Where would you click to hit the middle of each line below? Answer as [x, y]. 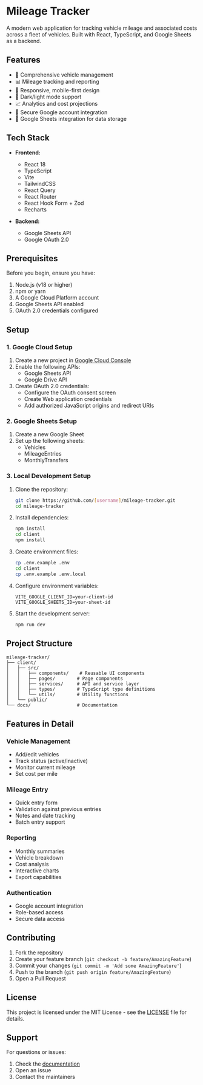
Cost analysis [32, 864]
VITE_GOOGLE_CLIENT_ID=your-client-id [64, 597]
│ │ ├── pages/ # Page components [65, 679]
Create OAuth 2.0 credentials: [52, 386]
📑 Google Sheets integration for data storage [71, 118]
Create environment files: [47, 552]
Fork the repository [39, 953]
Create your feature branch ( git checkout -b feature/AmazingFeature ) [103, 959]
